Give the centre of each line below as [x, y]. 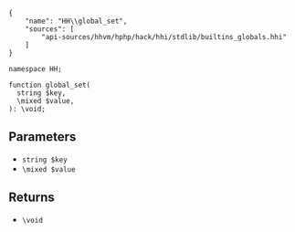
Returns [32, 198]
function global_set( [50, 85]
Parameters [42, 137]
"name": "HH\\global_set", [76, 21]
